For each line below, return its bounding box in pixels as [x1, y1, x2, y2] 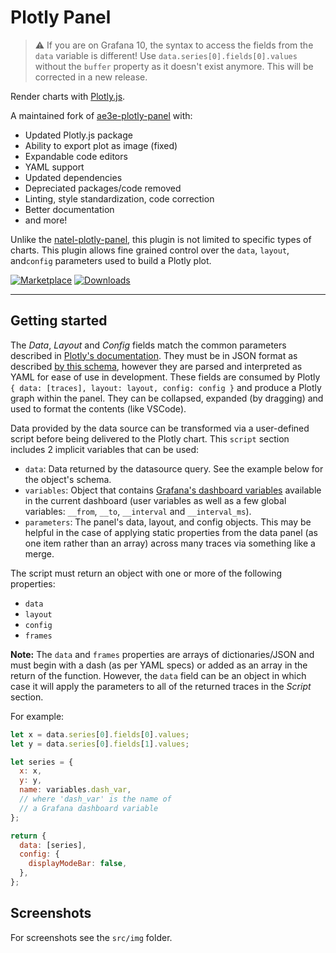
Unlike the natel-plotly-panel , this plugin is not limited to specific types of [10, 233, 312, 245]
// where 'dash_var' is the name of [19, 794, 172, 804]
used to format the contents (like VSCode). [10, 402, 187, 415]
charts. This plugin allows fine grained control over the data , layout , [10, 244, 290, 256]
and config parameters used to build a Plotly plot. [10, 254, 212, 266]
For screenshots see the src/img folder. [10, 931, 173, 943]
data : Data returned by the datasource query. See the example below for [24, 462, 324, 475]
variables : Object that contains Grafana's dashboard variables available [24, 484, 322, 496]
